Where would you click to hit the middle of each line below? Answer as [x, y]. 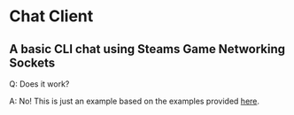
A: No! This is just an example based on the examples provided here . [134, 101]
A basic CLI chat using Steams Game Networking [147, 49]
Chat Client [51, 16]
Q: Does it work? [39, 84]
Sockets [32, 62]
